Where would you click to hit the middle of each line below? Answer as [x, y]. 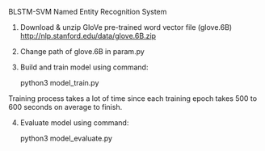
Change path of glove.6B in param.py [82, 51]
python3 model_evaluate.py [66, 138]
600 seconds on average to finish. [65, 107]
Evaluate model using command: [74, 123]
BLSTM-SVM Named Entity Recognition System [88, 12]
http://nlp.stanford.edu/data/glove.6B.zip [88, 36]
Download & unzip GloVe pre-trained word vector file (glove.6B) [126, 27]
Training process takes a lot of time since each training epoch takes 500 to [132, 99]
